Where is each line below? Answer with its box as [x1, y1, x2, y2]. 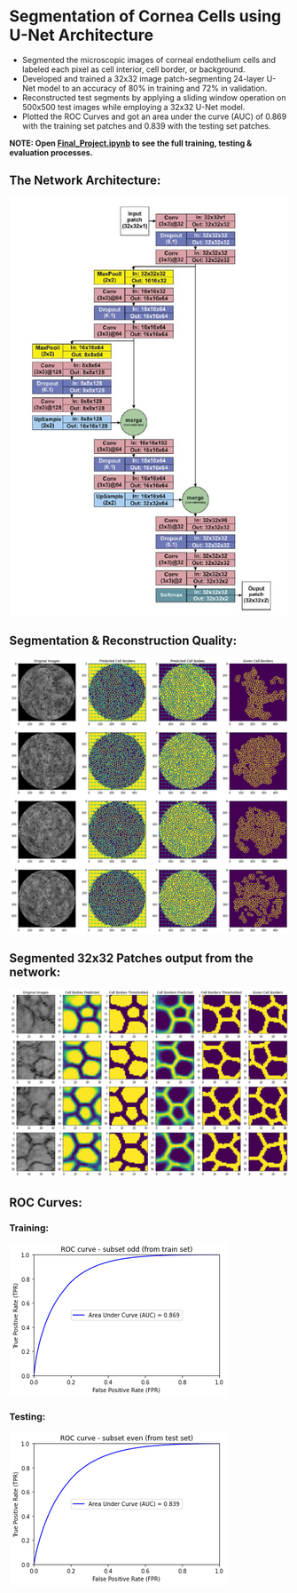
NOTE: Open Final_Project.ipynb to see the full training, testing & [9, 138, 253, 148]
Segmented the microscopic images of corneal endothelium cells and [21, 54, 277, 65]
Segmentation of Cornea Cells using [9, 6, 282, 27]
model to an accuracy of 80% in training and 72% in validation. [37, 83, 268, 93]
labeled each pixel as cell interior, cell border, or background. [21, 64, 246, 75]
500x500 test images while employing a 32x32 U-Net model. [21, 101, 246, 112]
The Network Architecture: [9, 173, 161, 188]
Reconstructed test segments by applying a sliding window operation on [21, 92, 286, 103]
